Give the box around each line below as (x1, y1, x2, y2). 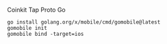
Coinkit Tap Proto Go (7, 6, 66, 14)
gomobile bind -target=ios (7, 30, 84, 37)
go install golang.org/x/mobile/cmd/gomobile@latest (7, 19, 161, 26)
